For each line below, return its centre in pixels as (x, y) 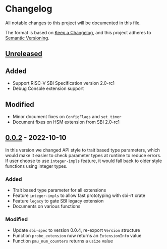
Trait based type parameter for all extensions (59, 190)
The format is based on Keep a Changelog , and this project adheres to (78, 32)
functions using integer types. (36, 166)
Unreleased (24, 54)
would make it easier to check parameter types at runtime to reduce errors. (83, 155)
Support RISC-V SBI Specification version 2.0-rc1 (64, 83)
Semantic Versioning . (27, 38)
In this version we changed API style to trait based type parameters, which (83, 150)
